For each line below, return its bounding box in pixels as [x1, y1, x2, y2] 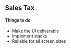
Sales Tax [5, 4, 35, 12]
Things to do [5, 17, 31, 23]
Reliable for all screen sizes [12, 38, 66, 44]
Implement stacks [12, 33, 47, 39]
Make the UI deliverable [12, 28, 59, 34]
